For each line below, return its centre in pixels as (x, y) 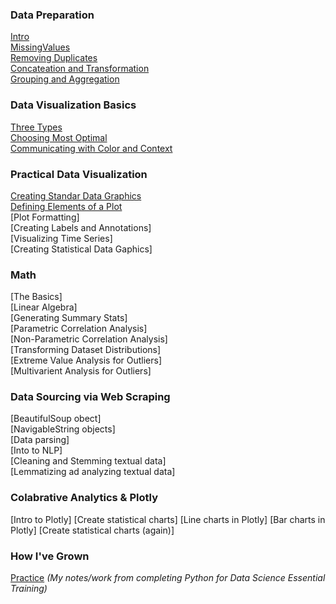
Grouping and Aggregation (65, 79)
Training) (29, 589)
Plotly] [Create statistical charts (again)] (92, 530)
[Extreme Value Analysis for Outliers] (86, 360)
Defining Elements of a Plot (66, 206)
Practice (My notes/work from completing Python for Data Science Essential (168, 578)
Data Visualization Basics (73, 105)
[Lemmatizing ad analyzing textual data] (93, 472)
